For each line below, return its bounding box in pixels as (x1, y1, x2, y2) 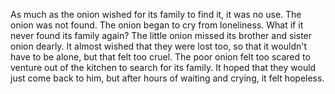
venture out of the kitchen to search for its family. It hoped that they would (10, 62, 317, 73)
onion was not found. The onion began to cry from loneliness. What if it (10, 19, 304, 31)
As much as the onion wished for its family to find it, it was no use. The (10, 9, 302, 20)
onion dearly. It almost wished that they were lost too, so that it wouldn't (10, 40, 307, 52)
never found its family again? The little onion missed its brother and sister (10, 30, 313, 41)
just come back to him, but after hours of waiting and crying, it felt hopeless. (10, 72, 325, 84)
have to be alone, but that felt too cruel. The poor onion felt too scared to (10, 51, 311, 63)
